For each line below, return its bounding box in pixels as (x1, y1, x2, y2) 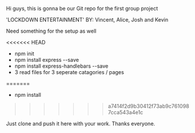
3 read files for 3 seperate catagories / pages (14, 69, 124, 75)
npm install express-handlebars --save (14, 62, 108, 69)
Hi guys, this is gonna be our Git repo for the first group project (6, 5, 158, 12)
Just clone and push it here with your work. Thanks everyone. (6, 120, 155, 127)
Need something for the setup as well (6, 27, 97, 34)
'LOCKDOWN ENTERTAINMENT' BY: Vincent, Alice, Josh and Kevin (6, 16, 169, 23)
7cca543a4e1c (108, 109, 143, 116)
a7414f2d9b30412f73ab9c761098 (108, 103, 189, 110)
